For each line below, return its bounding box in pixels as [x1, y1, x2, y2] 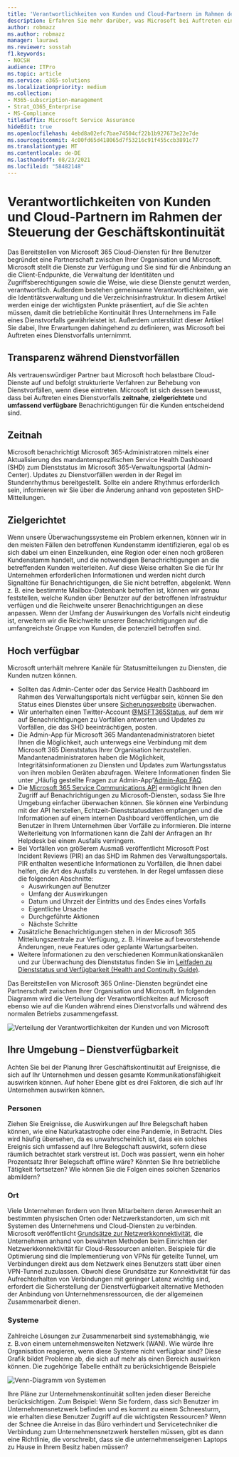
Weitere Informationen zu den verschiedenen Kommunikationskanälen [17, 950, 224, 958]
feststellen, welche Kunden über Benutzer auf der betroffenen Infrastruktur [7, 593, 227, 603]
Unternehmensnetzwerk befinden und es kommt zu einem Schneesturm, [7, 1404, 221, 1413]
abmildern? [7, 1172, 41, 1181]
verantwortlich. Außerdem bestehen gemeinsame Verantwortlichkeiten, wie [7, 285, 228, 294]
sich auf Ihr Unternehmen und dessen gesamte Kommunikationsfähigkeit [7, 1070, 221, 1079]
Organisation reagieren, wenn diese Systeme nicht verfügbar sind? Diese [7, 1346, 222, 1355]
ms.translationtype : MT [7, 143, 78, 150]
